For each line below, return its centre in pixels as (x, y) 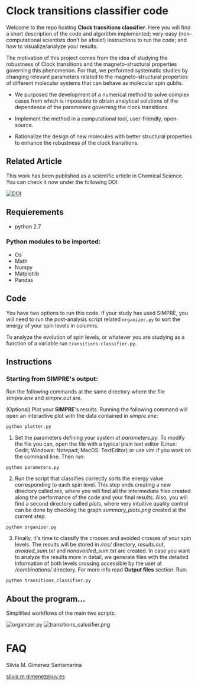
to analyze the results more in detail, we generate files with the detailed (102, 557)
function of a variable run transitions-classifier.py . (72, 343)
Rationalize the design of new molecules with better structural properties (103, 136)
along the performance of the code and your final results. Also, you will (101, 497)
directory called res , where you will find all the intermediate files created (103, 491)
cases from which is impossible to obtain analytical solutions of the (96, 101)
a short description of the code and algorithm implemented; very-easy (92, 33)
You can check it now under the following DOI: (63, 182)
